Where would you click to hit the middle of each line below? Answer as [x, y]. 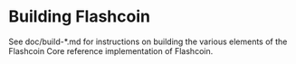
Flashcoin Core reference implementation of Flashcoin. [111, 50]
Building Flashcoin [80, 17]
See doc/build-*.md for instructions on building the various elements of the [148, 41]
